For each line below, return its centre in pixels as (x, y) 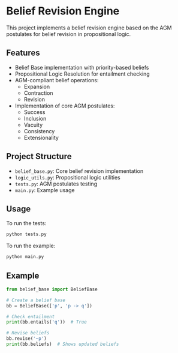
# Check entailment (31, 316)
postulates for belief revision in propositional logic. (69, 34)
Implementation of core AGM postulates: (65, 106)
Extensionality (41, 137)
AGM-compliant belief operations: (57, 80)
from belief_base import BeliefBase (52, 289)
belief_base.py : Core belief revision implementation (79, 171)
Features (23, 53)
